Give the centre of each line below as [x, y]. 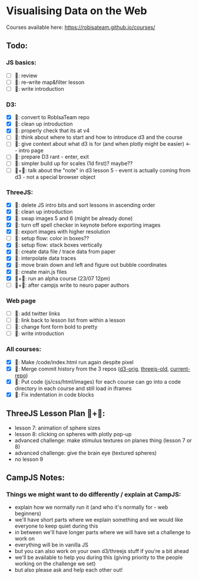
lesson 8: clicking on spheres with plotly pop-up [73, 434]
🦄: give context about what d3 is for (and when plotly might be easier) [99, 144]
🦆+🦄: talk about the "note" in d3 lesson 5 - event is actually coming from [102, 170]
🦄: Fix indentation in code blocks [54, 394]
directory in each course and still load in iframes [73, 388]
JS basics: [21, 63]
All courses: [24, 349]
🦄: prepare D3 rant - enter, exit [52, 157]
